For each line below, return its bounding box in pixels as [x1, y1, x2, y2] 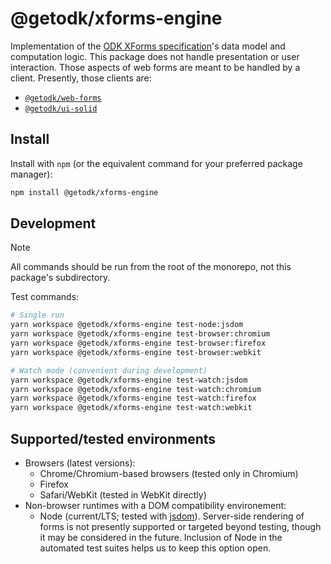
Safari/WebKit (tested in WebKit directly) [39, 489, 207, 501]
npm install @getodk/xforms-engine [10, 187, 159, 197]
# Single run [10, 310, 65, 321]
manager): [10, 168, 53, 180]
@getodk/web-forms [24, 93, 102, 103]
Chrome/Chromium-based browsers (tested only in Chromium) [39, 468, 299, 479]
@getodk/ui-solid [24, 103, 98, 114]
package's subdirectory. [10, 272, 111, 284]
